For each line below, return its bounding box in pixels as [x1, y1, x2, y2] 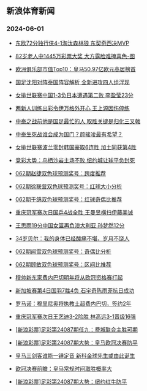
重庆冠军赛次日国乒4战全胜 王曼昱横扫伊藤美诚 [15, 208, 134, 216]
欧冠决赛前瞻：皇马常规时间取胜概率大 [15, 365, 112, 372]
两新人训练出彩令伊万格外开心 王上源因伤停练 [15, 104, 130, 112]
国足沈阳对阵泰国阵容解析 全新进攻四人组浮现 [15, 78, 130, 86]
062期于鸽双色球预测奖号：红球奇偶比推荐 [15, 195, 123, 203]
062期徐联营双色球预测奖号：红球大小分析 [15, 183, 123, 190]
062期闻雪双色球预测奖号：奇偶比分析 [15, 248, 111, 255]
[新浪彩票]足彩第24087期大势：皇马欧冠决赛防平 [15, 339, 138, 346]
